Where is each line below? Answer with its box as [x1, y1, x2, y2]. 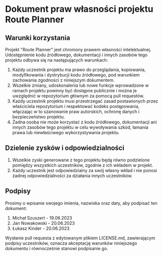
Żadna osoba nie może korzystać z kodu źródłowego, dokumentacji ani [12, 119, 157, 125]
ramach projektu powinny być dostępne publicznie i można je [12, 88, 137, 93]
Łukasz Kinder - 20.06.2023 [12, 225, 70, 231]
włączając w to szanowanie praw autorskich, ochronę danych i [12, 109, 139, 114]
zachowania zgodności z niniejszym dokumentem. [12, 77, 115, 83]
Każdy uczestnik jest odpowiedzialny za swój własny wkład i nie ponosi [12, 167, 158, 173]
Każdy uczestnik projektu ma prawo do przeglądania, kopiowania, [12, 67, 146, 73]
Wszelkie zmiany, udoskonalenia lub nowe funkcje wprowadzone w [12, 82, 149, 88]
